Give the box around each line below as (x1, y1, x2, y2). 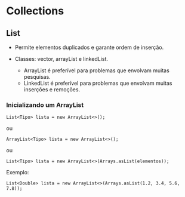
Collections (6, 4, 64, 18)
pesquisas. (23, 73, 51, 80)
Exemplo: (6, 169, 29, 176)
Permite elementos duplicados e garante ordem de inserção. (14, 44, 164, 51)
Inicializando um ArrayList (6, 100, 84, 109)
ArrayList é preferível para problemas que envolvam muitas (23, 67, 170, 74)
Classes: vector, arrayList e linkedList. (14, 56, 109, 62)
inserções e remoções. (23, 86, 81, 93)
